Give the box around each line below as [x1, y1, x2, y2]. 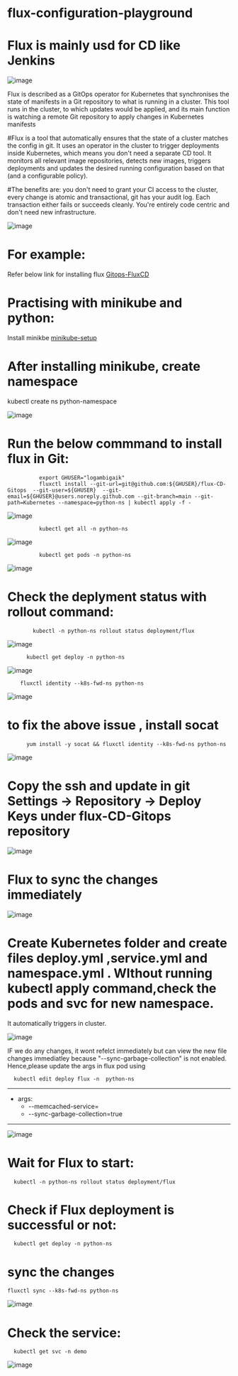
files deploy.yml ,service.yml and [7, 950, 208, 966]
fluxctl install [38, 480, 87, 487]
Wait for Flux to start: [7, 1154, 135, 1171]
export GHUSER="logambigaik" [38, 474, 125, 481]
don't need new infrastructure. [7, 208, 97, 217]
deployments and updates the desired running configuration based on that [7, 164, 225, 173]
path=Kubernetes [7, 499, 55, 506]
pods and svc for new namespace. [7, 995, 215, 1012]
